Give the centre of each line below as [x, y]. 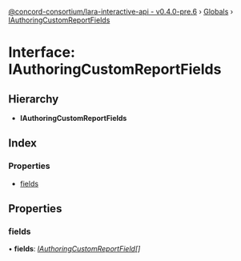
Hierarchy [34, 99]
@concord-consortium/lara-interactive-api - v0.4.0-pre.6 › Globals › [121, 12]
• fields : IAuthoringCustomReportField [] [74, 249]
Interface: [42, 52]
